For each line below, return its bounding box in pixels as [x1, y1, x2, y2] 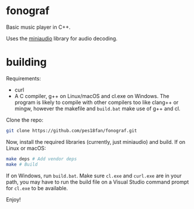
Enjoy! [6, 195, 22, 203]
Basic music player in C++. [6, 23, 71, 31]
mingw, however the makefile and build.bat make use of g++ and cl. [14, 105, 181, 112]
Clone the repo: [6, 116, 44, 123]
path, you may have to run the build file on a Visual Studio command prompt [6, 178, 189, 186]
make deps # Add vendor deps [6, 156, 77, 162]
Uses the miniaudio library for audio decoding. [6, 35, 118, 42]
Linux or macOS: [6, 144, 46, 151]
